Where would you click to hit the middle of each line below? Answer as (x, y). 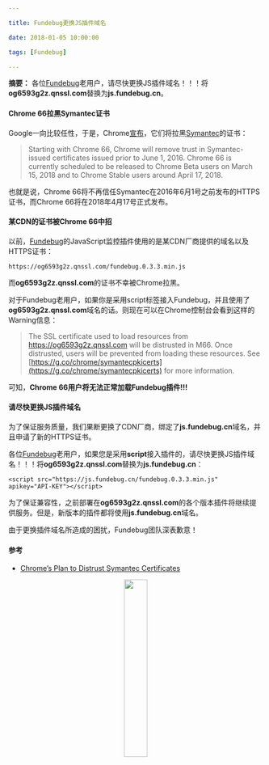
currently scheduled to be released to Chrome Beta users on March (140, 166)
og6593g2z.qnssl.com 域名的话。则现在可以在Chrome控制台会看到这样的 (132, 310)
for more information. (200, 370)
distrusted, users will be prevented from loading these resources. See (144, 353)
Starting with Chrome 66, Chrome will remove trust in (117, 149)
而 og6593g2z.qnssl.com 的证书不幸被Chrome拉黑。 (96, 282)
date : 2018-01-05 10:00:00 (54, 37)
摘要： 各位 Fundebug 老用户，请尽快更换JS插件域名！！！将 (108, 83)
